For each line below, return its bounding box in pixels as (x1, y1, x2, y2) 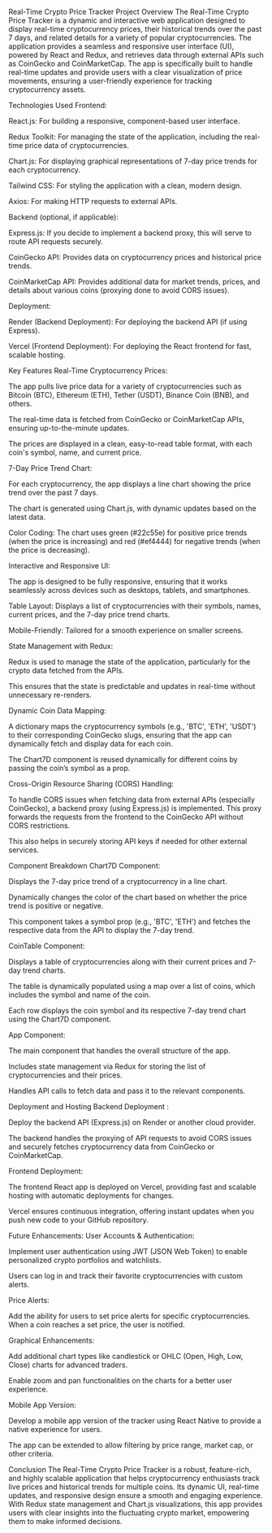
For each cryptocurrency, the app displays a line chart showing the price (8, 479, 252, 489)
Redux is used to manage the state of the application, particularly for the (8, 657, 251, 666)
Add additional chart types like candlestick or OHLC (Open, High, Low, (8, 1352, 244, 1361)
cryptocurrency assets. (8, 85, 87, 94)
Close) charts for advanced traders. (8, 1360, 128, 1370)
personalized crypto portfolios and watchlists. (8, 1256, 162, 1265)
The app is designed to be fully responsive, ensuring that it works (8, 577, 228, 586)
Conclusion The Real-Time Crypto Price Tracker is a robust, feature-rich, (8, 1465, 252, 1474)
